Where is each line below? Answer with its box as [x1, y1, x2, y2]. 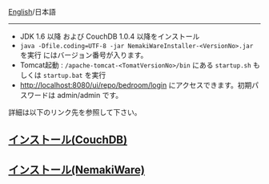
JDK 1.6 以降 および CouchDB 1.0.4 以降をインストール [19, 31, 200, 41]
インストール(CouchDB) [8, 133, 128, 147]
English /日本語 [8, 7, 56, 16]
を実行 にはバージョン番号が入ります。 [19, 51, 148, 59]
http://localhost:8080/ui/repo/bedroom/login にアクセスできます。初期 [19, 80, 252, 90]
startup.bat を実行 [42, 71, 106, 80]
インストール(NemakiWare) [8, 163, 146, 177]
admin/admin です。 [57, 91, 123, 100]
